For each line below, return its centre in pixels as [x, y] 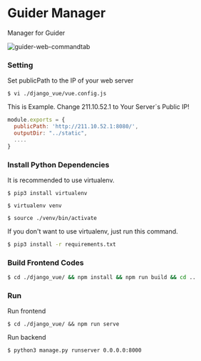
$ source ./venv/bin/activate [52, 218]
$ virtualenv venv [35, 205]
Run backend [27, 338]
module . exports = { [36, 120]
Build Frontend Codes [46, 263]
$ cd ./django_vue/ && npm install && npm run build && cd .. [102, 278]
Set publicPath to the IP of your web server [71, 80]
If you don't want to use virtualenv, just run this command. [93, 231]
